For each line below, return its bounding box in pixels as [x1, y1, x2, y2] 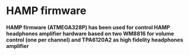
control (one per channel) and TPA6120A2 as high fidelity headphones [6, 36, 184, 43]
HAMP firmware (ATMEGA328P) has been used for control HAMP [6, 23, 171, 30]
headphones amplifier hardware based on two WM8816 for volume [6, 30, 175, 37]
